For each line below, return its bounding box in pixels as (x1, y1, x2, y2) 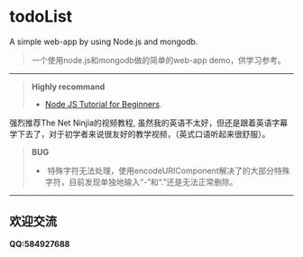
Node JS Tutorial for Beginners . (44, 98, 162, 109)
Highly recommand (31, 81, 106, 92)
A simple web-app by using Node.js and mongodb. (9, 36, 198, 47)
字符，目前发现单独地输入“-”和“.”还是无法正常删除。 (44, 176, 238, 187)
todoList (9, 6, 73, 27)
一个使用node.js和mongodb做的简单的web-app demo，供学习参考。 (31, 54, 286, 65)
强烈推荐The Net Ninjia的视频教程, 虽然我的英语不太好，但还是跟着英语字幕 (9, 117, 289, 128)
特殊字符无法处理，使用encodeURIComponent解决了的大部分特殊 (47, 165, 290, 176)
